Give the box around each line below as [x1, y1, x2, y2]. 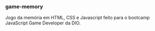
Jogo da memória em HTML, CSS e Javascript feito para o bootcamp [5, 15, 150, 21]
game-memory [5, 3, 43, 10]
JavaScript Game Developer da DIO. [5, 20, 81, 26]
